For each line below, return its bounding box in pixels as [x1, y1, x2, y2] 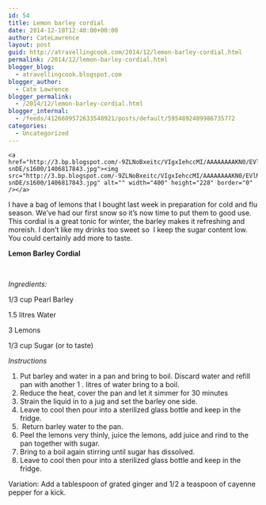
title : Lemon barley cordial [8, 19, 104, 27]
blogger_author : [8, 78, 62, 85]
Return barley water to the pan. [21, 421, 124, 431]
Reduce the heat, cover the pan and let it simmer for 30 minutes [19, 388, 228, 397]
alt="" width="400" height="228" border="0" [104, 179, 253, 187]
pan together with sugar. [19, 439, 101, 448]
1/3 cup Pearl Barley [8, 294, 74, 304]
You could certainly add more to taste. [8, 233, 133, 242]
